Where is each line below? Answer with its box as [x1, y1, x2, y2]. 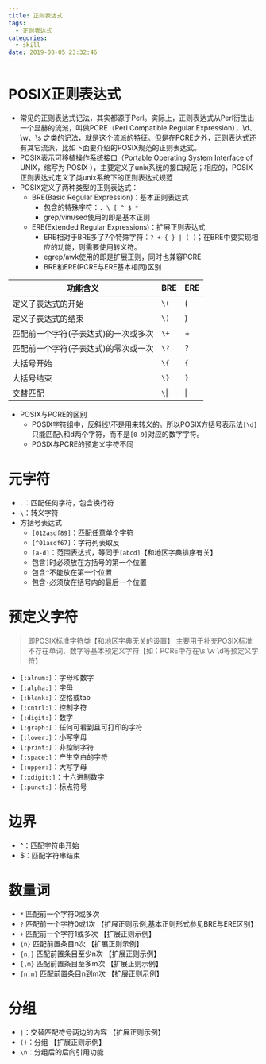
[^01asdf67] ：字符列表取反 [31, 537, 121, 547]
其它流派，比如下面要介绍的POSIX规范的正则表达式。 [26, 142, 201, 152]
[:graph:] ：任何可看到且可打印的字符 [19, 722, 143, 732]
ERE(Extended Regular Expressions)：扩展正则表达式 [31, 222, 206, 231]
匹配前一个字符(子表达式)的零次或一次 [12, 342, 154, 354]
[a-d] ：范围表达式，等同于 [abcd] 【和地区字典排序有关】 [31, 547, 218, 557]
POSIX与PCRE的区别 [19, 409, 87, 419]
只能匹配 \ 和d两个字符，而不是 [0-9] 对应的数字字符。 [31, 429, 204, 439]
